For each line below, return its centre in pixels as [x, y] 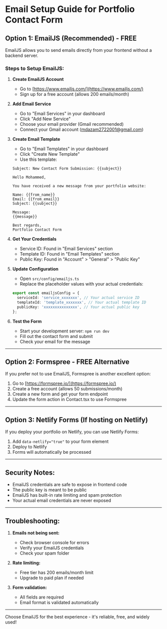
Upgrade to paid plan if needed [52, 578]
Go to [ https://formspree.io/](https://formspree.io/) [64, 383]
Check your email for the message [55, 341]
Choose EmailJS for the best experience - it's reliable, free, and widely [78, 617]
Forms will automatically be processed [52, 452]
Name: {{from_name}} [34, 195]
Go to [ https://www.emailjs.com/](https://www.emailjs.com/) [82, 89]
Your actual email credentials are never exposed [62, 501]
